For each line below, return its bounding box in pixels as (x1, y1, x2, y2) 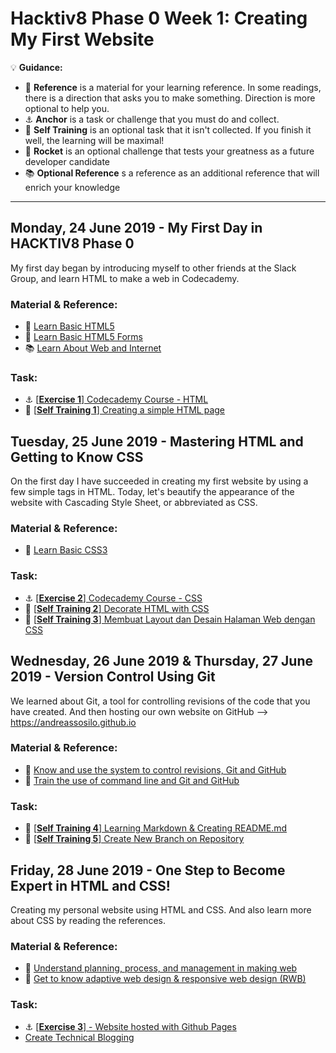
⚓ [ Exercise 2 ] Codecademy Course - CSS (24, 592, 203, 604)
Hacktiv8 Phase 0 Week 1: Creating (10, 7, 308, 30)
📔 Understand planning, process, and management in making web (24, 962, 298, 974)
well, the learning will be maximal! (24, 134, 165, 146)
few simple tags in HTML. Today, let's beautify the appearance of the (10, 486, 295, 498)
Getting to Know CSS (10, 448, 144, 466)
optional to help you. (24, 102, 110, 114)
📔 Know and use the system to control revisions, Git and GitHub (24, 763, 287, 776)
